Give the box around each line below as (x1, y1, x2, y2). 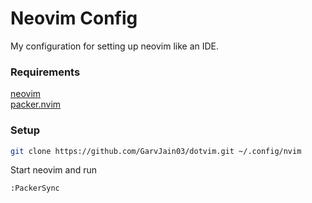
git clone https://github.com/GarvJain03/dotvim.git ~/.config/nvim (10, 146, 302, 156)
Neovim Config (10, 7, 138, 30)
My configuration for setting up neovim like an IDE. (10, 40, 220, 52)
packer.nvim (10, 98, 62, 111)
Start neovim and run (10, 164, 97, 176)
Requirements (10, 65, 81, 79)
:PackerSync (10, 183, 60, 194)
